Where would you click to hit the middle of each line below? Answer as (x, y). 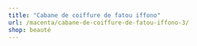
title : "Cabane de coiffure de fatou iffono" (84, 15)
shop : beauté (30, 30)
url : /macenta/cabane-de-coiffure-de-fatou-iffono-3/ (99, 23)
